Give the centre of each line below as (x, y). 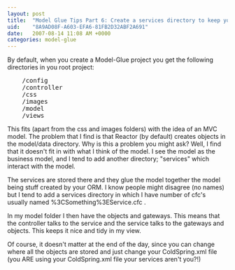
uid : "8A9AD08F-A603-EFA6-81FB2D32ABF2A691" (78, 27)
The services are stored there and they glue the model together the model (114, 180)
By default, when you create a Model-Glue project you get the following (110, 60)
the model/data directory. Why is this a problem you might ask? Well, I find (114, 144)
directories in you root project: (51, 67)
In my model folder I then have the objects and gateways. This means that (114, 216)
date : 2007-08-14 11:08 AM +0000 (59, 33)
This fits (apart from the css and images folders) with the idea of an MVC (112, 129)
